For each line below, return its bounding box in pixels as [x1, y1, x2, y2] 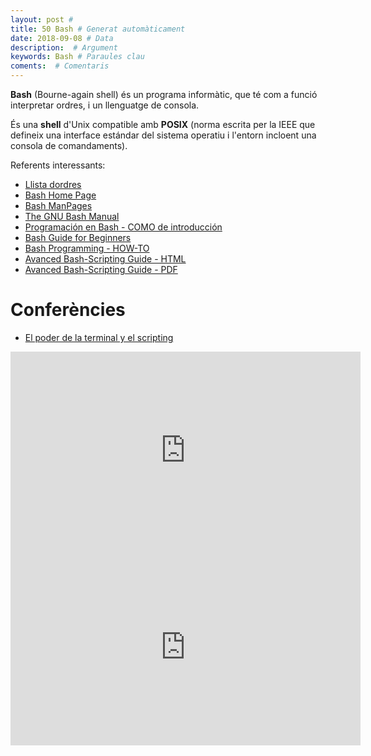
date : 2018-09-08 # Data [10, 33, 114, 43]
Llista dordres [24, 179, 82, 190]
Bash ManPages [24, 200, 93, 211]
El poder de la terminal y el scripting [24, 331, 174, 343]
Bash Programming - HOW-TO [24, 242, 150, 254]
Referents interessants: [10, 159, 106, 171]
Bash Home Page [24, 189, 97, 201]
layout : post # [10, 14, 74, 25]
